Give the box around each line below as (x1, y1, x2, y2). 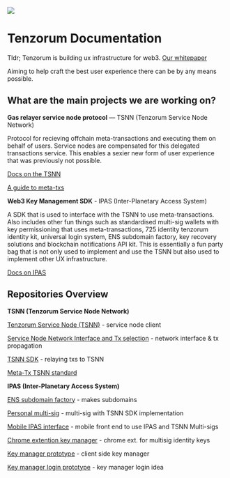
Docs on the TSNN (7, 169, 61, 178)
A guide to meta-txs (7, 183, 65, 192)
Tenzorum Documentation (7, 31, 162, 47)
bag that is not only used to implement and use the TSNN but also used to (7, 247, 220, 256)
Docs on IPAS (7, 268, 47, 277)
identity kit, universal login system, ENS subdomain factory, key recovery (7, 232, 217, 240)
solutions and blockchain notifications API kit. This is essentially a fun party (7, 240, 224, 248)
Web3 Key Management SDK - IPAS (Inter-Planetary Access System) (7, 196, 208, 205)
